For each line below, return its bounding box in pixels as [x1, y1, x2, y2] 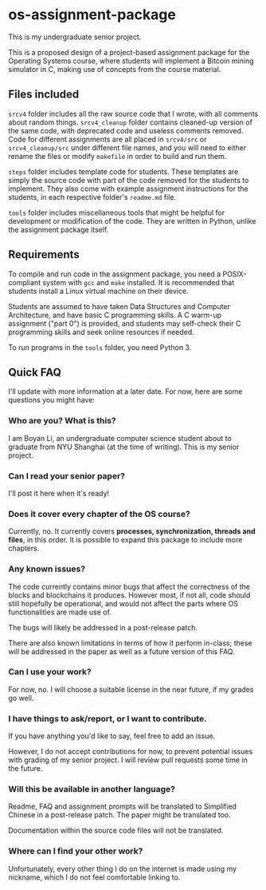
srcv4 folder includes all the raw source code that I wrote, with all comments [8, 109, 259, 118]
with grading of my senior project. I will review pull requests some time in [8, 755, 248, 765]
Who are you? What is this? [8, 415, 117, 427]
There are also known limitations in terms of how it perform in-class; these [8, 638, 252, 648]
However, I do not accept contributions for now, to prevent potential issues [8, 747, 253, 757]
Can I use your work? [8, 666, 92, 677]
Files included [8, 88, 80, 101]
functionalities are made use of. [8, 607, 111, 617]
